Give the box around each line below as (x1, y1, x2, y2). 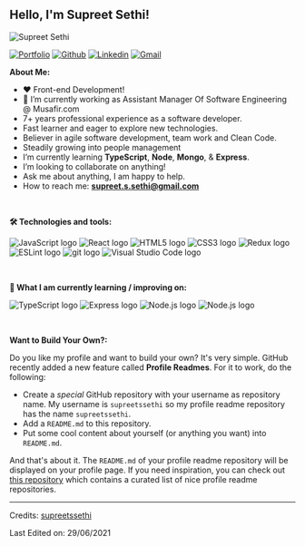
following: (9, 371, 46, 382)
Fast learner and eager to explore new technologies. (22, 122, 219, 133)
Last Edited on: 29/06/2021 (9, 527, 112, 538)
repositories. (9, 483, 57, 494)
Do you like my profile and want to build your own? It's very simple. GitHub (9, 352, 289, 363)
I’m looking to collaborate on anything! (22, 161, 166, 171)
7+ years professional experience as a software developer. (22, 112, 242, 123)
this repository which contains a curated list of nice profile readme (9, 473, 258, 484)
